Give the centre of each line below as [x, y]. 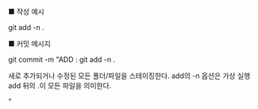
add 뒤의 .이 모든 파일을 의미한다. [60, 86]
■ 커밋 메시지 [30, 43]
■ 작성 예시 [27, 11]
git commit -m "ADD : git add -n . [62, 59]
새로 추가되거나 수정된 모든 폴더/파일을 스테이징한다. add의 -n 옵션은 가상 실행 [129, 76]
